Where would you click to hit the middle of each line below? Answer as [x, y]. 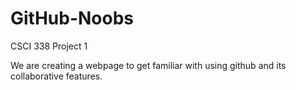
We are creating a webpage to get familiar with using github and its [148, 65]
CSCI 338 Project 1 [49, 46]
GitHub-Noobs [72, 18]
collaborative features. [56, 76]
